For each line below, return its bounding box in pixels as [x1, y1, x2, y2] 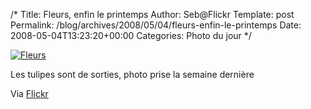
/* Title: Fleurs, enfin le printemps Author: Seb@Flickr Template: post [10, 9, 295, 20]
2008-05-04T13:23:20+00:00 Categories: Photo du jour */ [10, 30, 252, 41]
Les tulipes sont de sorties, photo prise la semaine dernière [10, 69, 255, 80]
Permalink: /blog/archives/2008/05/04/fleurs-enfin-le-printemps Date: [10, 19, 302, 31]
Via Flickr [10, 88, 49, 99]
